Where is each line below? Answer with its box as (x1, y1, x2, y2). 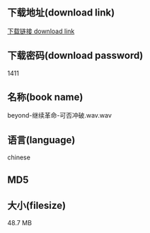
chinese (7, 153, 30, 161)
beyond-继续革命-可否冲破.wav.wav (7, 111, 112, 120)
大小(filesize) (7, 200, 66, 212)
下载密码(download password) (7, 50, 144, 62)
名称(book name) (7, 91, 83, 103)
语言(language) (7, 134, 76, 146)
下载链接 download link (7, 27, 75, 35)
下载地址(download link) (7, 6, 115, 19)
